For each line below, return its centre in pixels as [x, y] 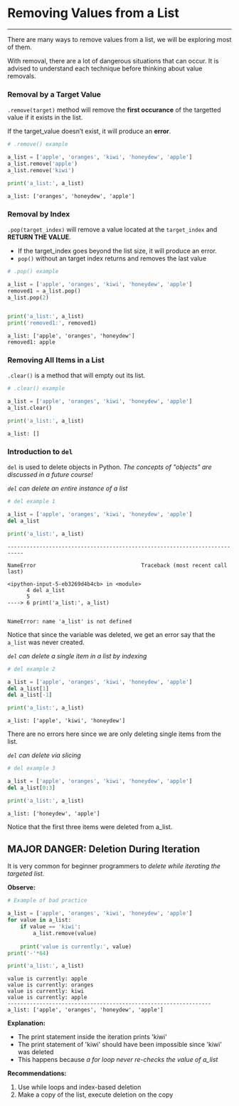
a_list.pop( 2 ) [28, 297]
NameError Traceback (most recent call [117, 565]
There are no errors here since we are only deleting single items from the [115, 734]
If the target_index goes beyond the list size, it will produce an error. [117, 251]
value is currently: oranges [51, 985]
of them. [20, 47]
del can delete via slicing [44, 755]
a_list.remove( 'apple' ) [43, 164]
